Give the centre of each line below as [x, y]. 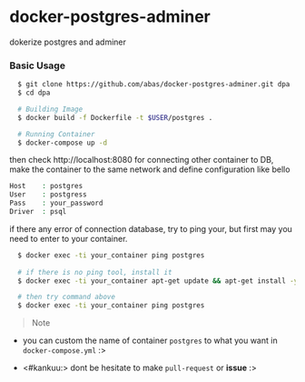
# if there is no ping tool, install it [95, 272]
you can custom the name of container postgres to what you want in [150, 341]
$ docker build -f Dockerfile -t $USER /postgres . [115, 117]
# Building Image [50, 109]
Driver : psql [38, 212]
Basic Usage [38, 65]
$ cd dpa [34, 93]
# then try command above [67, 297]
